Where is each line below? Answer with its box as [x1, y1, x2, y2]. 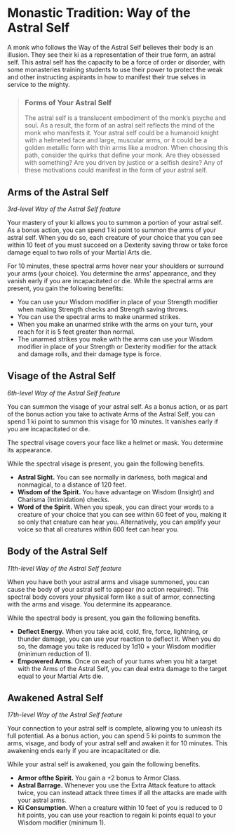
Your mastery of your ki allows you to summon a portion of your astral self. [7, 219, 223, 227]
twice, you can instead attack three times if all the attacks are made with [17, 789, 227, 797]
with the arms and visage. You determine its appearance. [7, 600, 173, 608]
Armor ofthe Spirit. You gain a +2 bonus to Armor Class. [17, 773, 181, 783]
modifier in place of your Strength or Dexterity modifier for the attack [17, 342, 217, 351]
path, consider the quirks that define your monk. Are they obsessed [24, 151, 220, 159]
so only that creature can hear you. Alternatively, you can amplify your [17, 517, 221, 526]
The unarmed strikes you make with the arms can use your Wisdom [17, 335, 213, 344]
